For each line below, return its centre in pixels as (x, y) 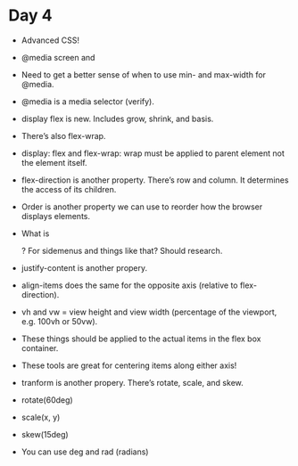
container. (40, 347)
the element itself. (54, 162)
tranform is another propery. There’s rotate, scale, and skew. (132, 382)
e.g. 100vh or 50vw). (59, 321)
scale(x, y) (41, 417)
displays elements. (56, 216)
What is (35, 233)
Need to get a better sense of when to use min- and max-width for (144, 74)
